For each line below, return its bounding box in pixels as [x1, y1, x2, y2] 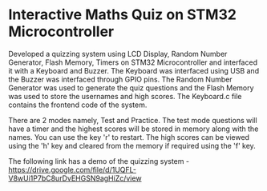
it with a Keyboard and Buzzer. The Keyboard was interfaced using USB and [8, 66, 259, 75]
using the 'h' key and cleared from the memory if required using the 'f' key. [8, 141, 257, 150]
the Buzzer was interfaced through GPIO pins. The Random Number [8, 74, 233, 84]
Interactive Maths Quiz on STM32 [8, 6, 237, 24]
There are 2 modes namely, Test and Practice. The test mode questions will [8, 115, 258, 125]
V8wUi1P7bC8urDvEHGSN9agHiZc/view [8, 173, 142, 183]
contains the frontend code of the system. [8, 100, 148, 109]
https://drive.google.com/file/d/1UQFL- [8, 165, 136, 174]
